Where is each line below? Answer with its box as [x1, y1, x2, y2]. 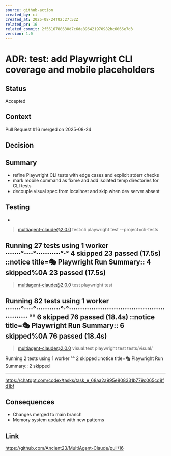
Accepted [5, 98, 26, 104]
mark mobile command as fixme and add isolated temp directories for [12, 177, 159, 184]
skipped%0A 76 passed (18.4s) [5, 332, 107, 341]
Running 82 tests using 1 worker [5, 297, 109, 305]
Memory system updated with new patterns [12, 417, 104, 423]
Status [5, 84, 27, 93]
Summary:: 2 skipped [5, 363, 50, 369]
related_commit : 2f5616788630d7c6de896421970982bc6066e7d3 [5, 27, 133, 32]
